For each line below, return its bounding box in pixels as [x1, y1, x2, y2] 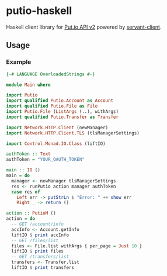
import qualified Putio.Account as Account [6, 98, 114, 103]
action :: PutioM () [6, 211, 57, 216]
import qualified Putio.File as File [6, 103, 98, 109]
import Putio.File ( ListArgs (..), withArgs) [6, 109, 119, 115]
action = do [6, 216, 35, 222]
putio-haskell [6, 4, 72, 18]
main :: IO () [6, 167, 41, 173]
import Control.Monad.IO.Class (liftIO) [6, 140, 106, 147]
